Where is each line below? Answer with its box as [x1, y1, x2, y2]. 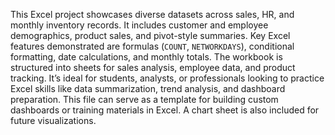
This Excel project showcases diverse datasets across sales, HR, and [10, 9, 295, 20]
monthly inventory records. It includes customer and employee [10, 19, 269, 31]
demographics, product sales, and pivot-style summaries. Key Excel [10, 30, 291, 41]
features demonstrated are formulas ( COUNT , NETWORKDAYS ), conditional [10, 40, 295, 52]
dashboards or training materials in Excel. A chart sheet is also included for [10, 104, 320, 116]
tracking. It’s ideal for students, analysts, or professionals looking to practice [10, 72, 325, 84]
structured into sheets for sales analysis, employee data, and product [10, 62, 296, 73]
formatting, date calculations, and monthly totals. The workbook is [10, 51, 283, 63]
